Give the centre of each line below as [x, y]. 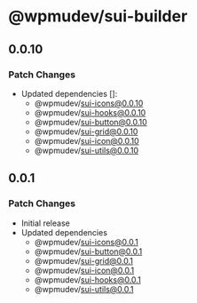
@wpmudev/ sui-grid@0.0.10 [86, 132]
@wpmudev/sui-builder [98, 16]
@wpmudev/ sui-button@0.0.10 [91, 122]
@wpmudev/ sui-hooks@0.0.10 [90, 112]
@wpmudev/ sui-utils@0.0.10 [87, 150]
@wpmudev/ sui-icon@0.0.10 [87, 140]
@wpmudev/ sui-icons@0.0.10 [89, 103]
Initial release [45, 223]
